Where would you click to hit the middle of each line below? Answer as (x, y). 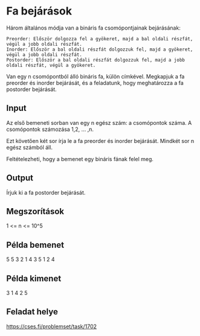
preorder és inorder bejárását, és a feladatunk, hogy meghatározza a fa (95, 83)
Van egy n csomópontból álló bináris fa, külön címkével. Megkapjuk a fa (95, 76)
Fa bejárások (39, 11)
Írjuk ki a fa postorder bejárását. (46, 192)
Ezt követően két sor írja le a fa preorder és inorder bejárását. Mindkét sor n (100, 141)
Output (20, 178)
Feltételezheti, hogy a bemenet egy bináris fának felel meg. (80, 159)
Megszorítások (35, 211)
